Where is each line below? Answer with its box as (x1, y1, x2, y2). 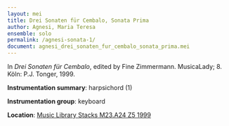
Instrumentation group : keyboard (7, 97, 105, 106)
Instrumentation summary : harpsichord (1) (7, 84, 133, 92)
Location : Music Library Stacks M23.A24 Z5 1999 (7, 111, 151, 119)
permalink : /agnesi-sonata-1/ (7, 37, 96, 44)
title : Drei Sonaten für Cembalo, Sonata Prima (7, 17, 150, 24)
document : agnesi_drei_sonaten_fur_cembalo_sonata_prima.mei (7, 43, 190, 50)
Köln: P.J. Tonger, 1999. (7, 70, 76, 78)
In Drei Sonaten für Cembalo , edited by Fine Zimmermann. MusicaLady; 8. (7, 63, 223, 70)
